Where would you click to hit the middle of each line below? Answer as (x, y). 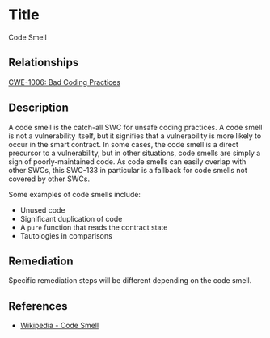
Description (38, 108)
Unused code (42, 210)
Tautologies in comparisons (66, 235)
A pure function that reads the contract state (94, 227)
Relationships (44, 63)
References (38, 306)
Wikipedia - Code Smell (59, 326)
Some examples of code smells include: (75, 194)
